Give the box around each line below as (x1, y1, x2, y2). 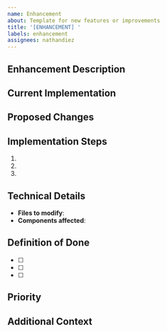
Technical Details (7, 189, 86, 202)
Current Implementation (7, 87, 117, 99)
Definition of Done (7, 237, 90, 249)
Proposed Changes (7, 111, 95, 123)
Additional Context (7, 315, 92, 327)
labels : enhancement (7, 30, 69, 38)
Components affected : (17, 216, 87, 224)
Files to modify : (17, 209, 65, 217)
